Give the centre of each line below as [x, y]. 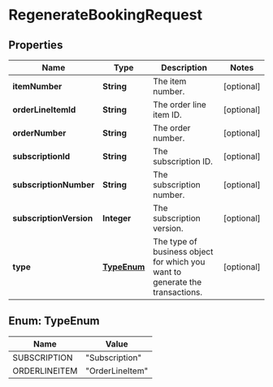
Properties [36, 45]
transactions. [178, 292]
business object [183, 252]
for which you [179, 262]
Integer [117, 218]
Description [184, 68]
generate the [178, 282]
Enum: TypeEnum [54, 321]
